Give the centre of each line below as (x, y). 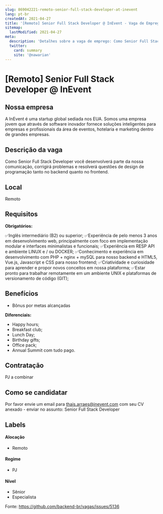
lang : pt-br (17, 14)
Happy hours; (26, 324)
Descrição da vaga (34, 150)
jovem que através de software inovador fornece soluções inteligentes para (81, 124)
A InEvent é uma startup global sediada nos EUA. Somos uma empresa (76, 119)
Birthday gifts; (26, 340)
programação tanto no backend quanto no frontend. (57, 172)
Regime (13, 459)
